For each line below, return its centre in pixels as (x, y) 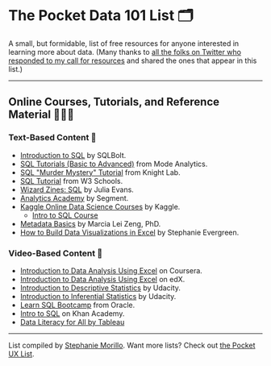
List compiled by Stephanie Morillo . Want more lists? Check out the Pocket (132, 345)
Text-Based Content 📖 (52, 138)
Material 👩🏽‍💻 (42, 115)
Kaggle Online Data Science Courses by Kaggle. (100, 206)
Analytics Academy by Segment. (74, 198)
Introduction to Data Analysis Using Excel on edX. (102, 279)
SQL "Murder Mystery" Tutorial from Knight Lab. (100, 172)
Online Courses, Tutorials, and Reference (114, 102)
